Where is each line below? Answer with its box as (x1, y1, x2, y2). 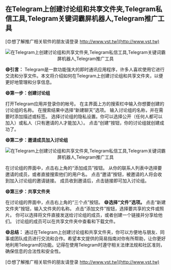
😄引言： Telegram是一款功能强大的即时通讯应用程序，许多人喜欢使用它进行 (5, 66, 165, 72)
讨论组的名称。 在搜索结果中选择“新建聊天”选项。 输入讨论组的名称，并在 (5, 107, 159, 113)
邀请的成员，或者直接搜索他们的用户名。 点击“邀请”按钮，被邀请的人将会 (5, 171, 158, 177)
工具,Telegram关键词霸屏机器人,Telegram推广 (12, 14, 158, 23)
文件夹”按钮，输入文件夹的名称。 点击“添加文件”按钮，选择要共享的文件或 (5, 205, 160, 212)
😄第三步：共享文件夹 (5, 188, 50, 194)
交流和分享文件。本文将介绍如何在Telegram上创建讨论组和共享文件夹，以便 (5, 73, 163, 79)
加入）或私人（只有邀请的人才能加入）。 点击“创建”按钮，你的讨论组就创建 (5, 119, 160, 126)
